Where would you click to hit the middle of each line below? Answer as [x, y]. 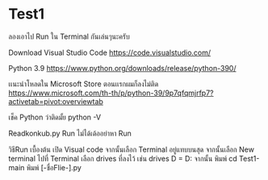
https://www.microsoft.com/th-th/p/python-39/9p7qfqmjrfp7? [111, 93]
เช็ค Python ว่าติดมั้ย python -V [55, 117]
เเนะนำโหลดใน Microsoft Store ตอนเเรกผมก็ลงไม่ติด [84, 84]
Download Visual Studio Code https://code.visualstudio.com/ [110, 52]
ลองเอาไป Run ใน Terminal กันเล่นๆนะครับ [69, 36]
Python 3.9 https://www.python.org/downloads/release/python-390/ [122, 68]
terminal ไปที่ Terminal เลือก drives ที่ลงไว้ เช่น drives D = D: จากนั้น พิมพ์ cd [123, 158]
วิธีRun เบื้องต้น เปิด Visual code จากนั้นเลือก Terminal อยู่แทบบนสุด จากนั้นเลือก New [131, 149]
